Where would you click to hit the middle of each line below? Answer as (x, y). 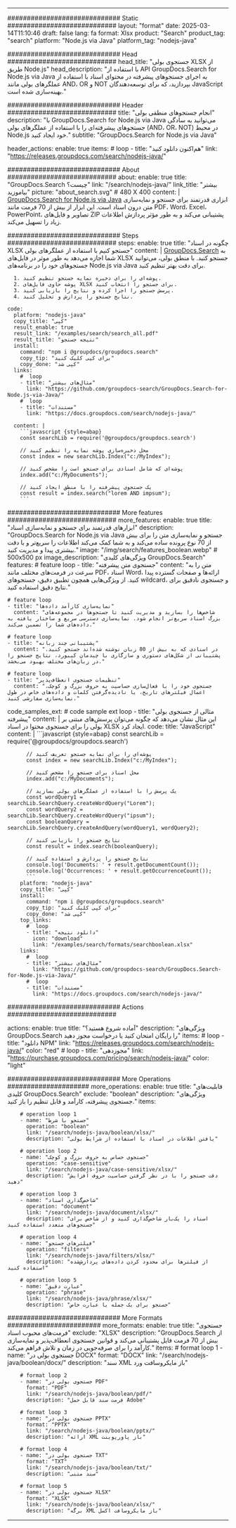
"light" (17, 1065)
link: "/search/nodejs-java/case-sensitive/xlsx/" (101, 1170)
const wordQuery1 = (54, 797)
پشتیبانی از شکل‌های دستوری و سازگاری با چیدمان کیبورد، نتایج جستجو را (114, 655)
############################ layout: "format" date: (94, 26)
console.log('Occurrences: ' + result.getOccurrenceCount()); (119, 871)
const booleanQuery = (58, 822)
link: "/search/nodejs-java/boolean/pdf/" (89, 1394)
